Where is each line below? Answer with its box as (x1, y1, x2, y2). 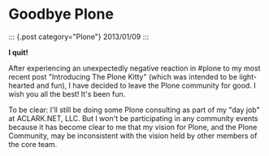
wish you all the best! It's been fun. (8, 89, 126, 98)
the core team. (8, 139, 58, 149)
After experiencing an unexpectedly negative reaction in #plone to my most (8, 63, 261, 73)
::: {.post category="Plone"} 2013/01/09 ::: (8, 32, 150, 41)
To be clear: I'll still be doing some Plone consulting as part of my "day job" (8, 105, 260, 115)
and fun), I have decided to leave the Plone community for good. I (36, 80, 256, 90)
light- (239, 71, 258, 81)
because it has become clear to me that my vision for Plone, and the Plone (8, 122, 258, 132)
